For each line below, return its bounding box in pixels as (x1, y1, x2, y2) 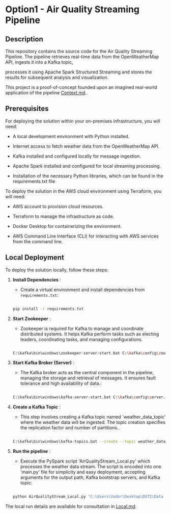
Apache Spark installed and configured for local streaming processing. (12, 163, 161, 169)
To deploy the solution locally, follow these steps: (5, 267, 108, 273)
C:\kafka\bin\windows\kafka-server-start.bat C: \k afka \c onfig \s (12, 395, 152, 400)
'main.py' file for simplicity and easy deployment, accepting (20, 469, 146, 475)
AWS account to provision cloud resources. (12, 203, 104, 210)
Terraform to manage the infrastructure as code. (12, 213, 115, 219)
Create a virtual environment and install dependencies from (20, 287, 145, 293)
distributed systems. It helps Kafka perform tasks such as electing (20, 330, 159, 337)
